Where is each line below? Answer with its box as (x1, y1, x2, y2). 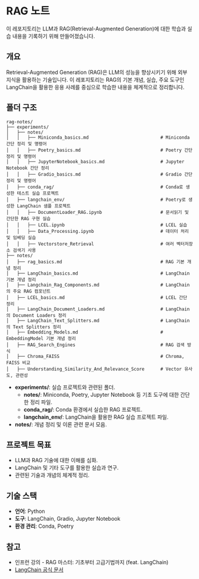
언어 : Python (14, 508, 46, 515)
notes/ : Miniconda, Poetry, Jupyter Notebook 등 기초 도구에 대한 (23, 391, 179, 398)
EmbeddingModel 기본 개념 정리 (6, 335, 76, 341)
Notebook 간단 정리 (6, 165, 49, 171)
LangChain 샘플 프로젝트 (17, 203, 71, 209)
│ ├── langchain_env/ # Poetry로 (6, 197, 186, 203)
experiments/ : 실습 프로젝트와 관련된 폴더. (14, 384, 116, 391)
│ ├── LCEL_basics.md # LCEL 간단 (6, 294, 188, 300)
